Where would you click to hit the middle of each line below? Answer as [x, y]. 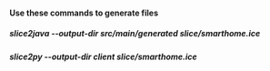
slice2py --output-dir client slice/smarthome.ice [103, 56]
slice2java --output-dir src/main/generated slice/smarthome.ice [135, 34]
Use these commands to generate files [84, 13]
